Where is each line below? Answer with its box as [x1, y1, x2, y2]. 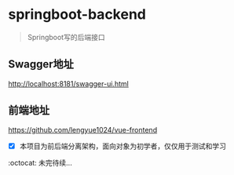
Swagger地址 [8, 57, 75, 71]
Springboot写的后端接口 [27, 32, 105, 42]
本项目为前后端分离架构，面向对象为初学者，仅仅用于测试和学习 [19, 141, 226, 151]
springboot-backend [8, 5, 147, 24]
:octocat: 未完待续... [8, 158, 72, 167]
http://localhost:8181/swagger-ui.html [8, 78, 130, 88]
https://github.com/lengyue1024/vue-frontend [8, 125, 158, 134]
